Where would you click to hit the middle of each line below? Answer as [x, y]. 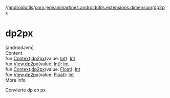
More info [16, 80]
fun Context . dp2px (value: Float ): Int [43, 69]
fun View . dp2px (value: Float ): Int [40, 75]
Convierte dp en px [26, 90]
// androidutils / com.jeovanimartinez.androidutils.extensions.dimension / [80, 7]
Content [14, 53]
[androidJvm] [20, 47]
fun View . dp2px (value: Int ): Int [37, 64]
